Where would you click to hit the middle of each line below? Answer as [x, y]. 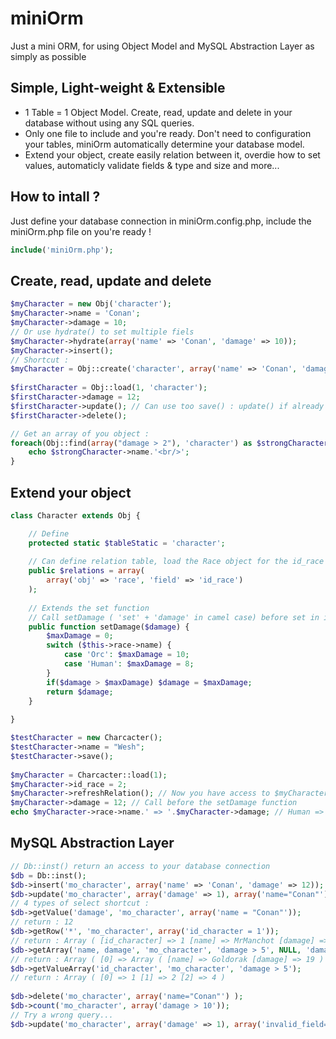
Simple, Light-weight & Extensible [118, 88]
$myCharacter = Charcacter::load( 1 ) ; [89, 775]
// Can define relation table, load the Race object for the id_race [176, 562]
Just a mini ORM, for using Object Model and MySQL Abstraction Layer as [162, 46]
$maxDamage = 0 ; [80, 636]
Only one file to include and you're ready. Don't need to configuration [168, 133]
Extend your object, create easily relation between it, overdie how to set [172, 154]
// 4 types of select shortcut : [80, 903]
